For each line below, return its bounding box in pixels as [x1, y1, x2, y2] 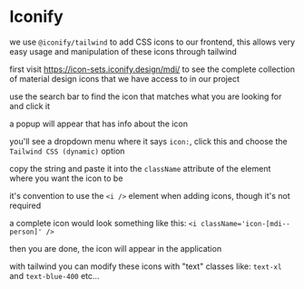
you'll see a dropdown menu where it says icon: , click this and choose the [9, 135, 288, 146]
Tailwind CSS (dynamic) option [9, 145, 125, 156]
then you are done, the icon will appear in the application [9, 243, 222, 254]
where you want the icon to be [9, 173, 123, 184]
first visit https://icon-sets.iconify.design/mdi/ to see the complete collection [9, 64, 295, 75]
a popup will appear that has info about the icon [9, 118, 189, 129]
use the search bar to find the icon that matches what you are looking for [9, 91, 282, 102]
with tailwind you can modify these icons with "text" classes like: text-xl [9, 261, 282, 272]
